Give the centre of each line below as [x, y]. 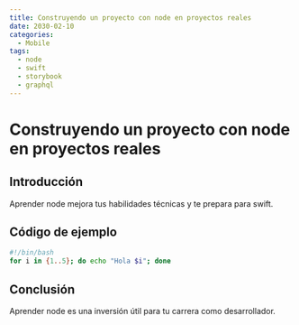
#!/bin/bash [32, 253]
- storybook [40, 77]
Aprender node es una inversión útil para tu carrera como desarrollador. [143, 311]
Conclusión [42, 289]
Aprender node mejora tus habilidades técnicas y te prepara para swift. [141, 203]
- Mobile [34, 43]
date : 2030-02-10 [42, 26]
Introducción [46, 182]
